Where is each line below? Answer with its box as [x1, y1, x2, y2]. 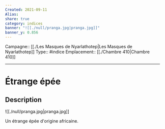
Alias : [5, 12, 19, 17]
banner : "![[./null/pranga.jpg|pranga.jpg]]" [5, 26, 100, 31]
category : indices [5, 21, 43, 26]
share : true [5, 16, 29, 21]
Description [5, 96, 42, 104]
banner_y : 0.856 [5, 30, 38, 35]
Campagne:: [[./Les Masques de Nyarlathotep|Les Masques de [5, 44, 133, 49]
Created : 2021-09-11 [5, 7, 48, 12]
